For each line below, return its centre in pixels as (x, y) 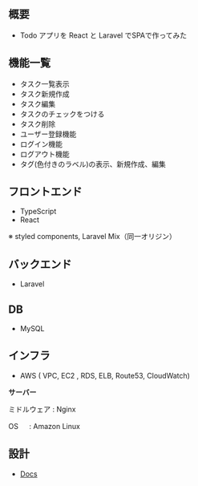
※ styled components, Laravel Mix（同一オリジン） (92, 237)
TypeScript (38, 212)
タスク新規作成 (44, 94)
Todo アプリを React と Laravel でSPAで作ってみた (103, 35)
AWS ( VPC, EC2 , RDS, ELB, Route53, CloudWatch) (105, 375)
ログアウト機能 (44, 154)
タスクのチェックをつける (62, 114)
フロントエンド (45, 192)
